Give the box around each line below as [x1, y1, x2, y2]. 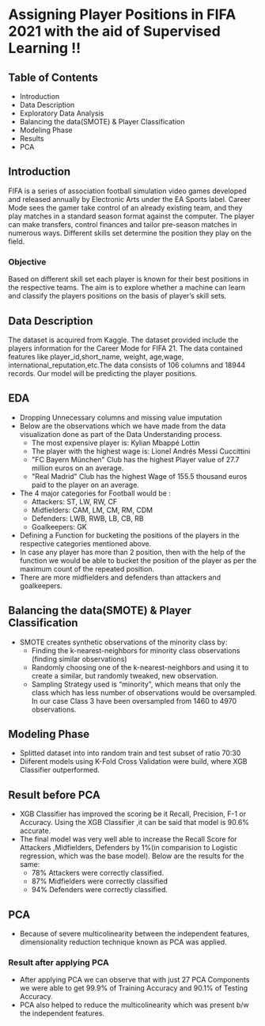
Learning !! [8, 40, 81, 57]
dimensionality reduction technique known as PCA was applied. [19, 937, 227, 947]
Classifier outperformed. [19, 766, 100, 775]
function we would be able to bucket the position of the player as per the [19, 556, 257, 565]
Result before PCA [8, 788, 100, 801]
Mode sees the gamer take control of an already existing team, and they [8, 203, 243, 212]
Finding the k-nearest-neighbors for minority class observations [31, 645, 240, 655]
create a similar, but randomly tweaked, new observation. [31, 671, 219, 680]
